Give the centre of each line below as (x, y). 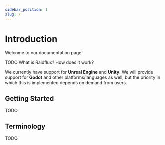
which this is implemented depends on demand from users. (66, 83)
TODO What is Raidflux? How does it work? (49, 62)
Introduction (31, 39)
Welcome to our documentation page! (44, 53)
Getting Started (30, 98)
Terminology (25, 126)
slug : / (13, 14)
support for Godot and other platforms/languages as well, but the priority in (83, 77)
